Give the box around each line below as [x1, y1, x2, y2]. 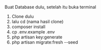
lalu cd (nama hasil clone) [11, 19, 64, 24]
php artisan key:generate [11, 34, 63, 40]
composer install [11, 24, 46, 30]
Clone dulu [11, 14, 34, 19]
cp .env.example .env [11, 29, 55, 34]
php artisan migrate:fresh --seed [11, 39, 78, 45]
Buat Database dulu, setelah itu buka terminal [4, 4, 97, 10]
